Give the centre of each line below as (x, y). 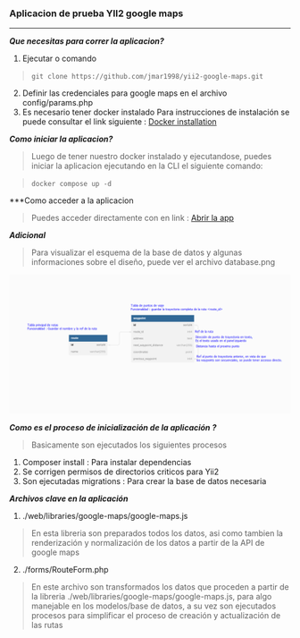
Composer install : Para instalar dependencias (107, 463)
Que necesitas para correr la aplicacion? (87, 41)
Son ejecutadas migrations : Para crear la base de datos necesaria (144, 481)
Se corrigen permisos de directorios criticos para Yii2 (121, 472)
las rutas (47, 625)
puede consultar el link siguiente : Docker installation (119, 122)
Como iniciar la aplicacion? (61, 139)
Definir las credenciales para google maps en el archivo (125, 93)
